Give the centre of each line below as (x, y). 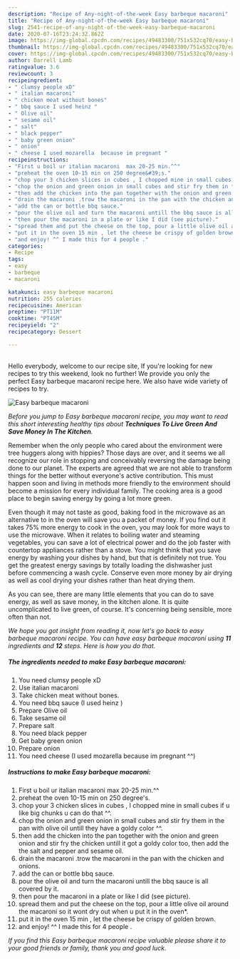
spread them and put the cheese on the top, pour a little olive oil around (123, 903)
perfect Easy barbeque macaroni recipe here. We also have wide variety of (118, 381)
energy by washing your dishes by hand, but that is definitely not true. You (117, 558)
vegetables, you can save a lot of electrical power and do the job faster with (119, 542)
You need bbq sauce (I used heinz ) (71, 702)
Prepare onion (39, 748)
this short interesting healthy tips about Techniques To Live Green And (113, 424)
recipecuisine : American (45, 305)
